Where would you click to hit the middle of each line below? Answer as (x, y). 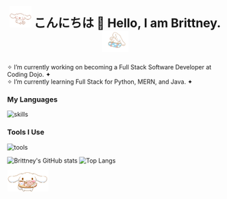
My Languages (33, 99)
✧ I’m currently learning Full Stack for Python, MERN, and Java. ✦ (100, 82)
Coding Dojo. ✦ (29, 74)
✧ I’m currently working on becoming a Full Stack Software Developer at (109, 67)
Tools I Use (26, 132)
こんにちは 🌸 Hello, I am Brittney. (128, 23)
